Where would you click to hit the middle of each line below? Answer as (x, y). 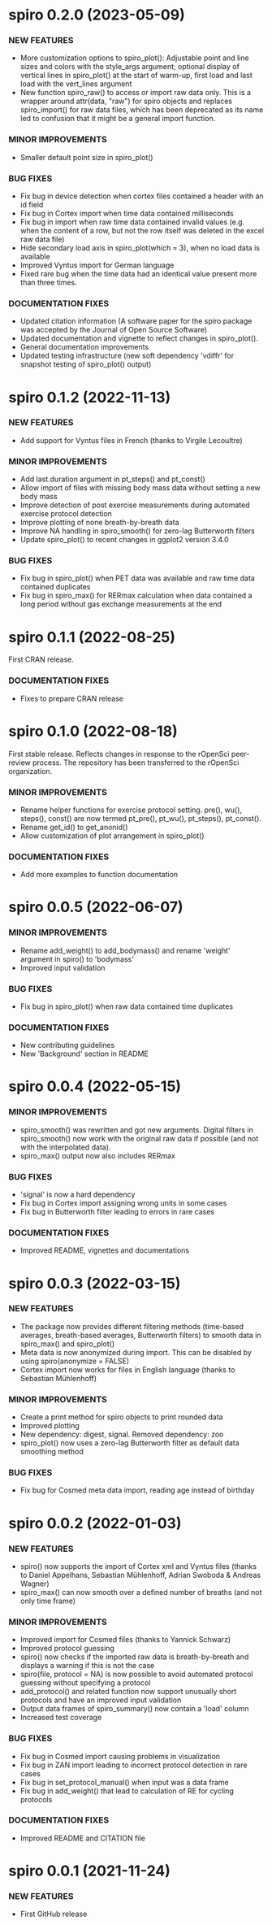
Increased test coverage (61, 1718)
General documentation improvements (84, 347)
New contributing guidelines (67, 1045)
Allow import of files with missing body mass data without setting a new (140, 488)
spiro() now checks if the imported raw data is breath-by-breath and (134, 1657)
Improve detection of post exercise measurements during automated (135, 505)
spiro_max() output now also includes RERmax (98, 1155)
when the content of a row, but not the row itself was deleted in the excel (142, 231)
